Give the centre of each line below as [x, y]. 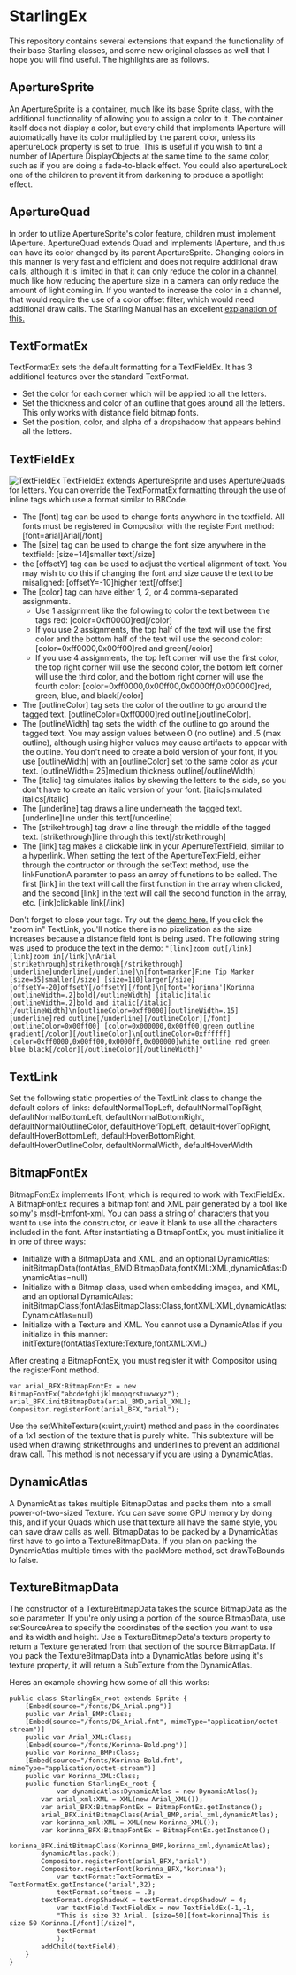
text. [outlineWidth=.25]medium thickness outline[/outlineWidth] [139, 771]
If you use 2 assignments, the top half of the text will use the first [153, 630]
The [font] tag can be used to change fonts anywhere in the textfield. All [153, 517]
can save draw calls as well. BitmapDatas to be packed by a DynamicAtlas [144, 1531]
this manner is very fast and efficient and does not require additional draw [144, 261]
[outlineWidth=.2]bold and [59, 1003]
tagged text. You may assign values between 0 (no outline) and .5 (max [152, 734]
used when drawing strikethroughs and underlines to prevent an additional [144, 1444]
